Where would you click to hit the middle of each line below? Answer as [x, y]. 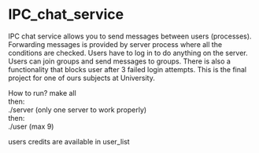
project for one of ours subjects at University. [81, 78]
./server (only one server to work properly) [78, 109]
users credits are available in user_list [69, 141]
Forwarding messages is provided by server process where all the [115, 44]
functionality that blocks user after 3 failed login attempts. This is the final [128, 69]
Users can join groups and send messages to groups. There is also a [119, 61]
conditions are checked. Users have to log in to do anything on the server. [128, 53]
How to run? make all [42, 93]
